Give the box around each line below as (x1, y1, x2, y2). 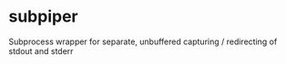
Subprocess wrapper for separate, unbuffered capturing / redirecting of (8, 36, 278, 47)
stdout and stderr (8, 45, 74, 56)
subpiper (8, 6, 78, 27)
